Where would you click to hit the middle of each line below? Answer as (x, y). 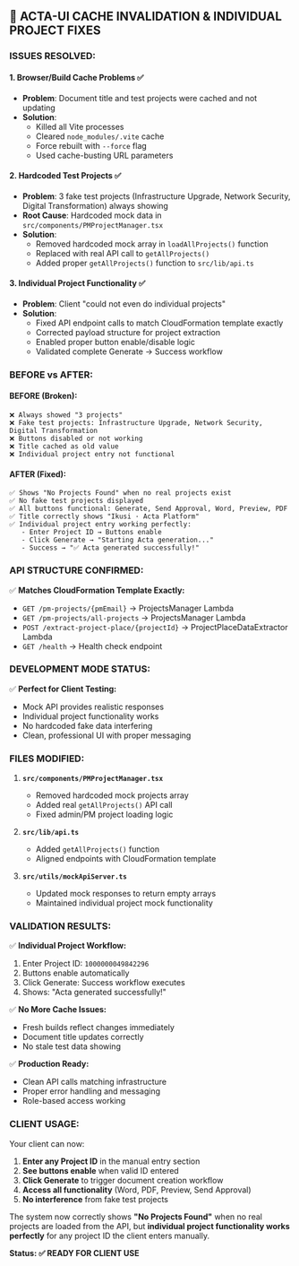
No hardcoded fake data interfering (87, 725)
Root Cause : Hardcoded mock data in (92, 215)
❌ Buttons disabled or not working (76, 439)
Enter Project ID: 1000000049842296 (85, 964)
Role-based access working (74, 1101)
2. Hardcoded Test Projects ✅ (65, 176)
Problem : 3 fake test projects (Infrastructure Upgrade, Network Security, (156, 196)
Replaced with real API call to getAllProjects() (123, 253)
